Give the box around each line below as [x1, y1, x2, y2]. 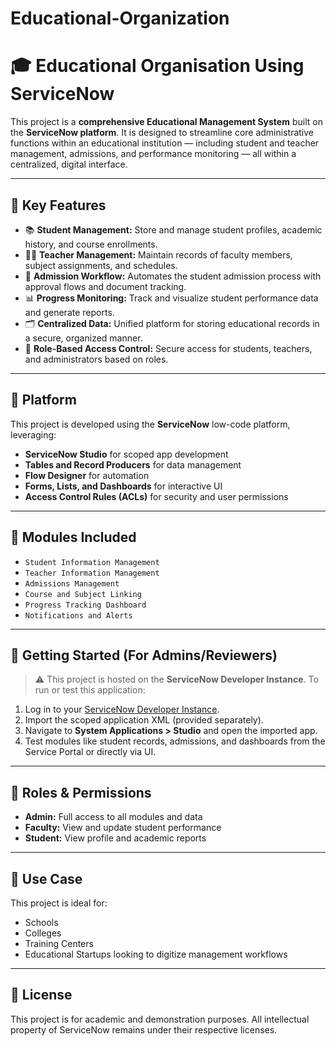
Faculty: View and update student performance [24, 822, 222, 834]
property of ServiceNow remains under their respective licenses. [10, 1023, 278, 1036]
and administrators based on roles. [24, 353, 169, 365]
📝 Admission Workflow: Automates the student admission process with [24, 270, 322, 282]
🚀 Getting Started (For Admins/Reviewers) [10, 647, 278, 664]
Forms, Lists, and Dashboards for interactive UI [24, 480, 223, 492]
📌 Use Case [10, 870, 83, 887]
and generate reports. [24, 306, 115, 318]
